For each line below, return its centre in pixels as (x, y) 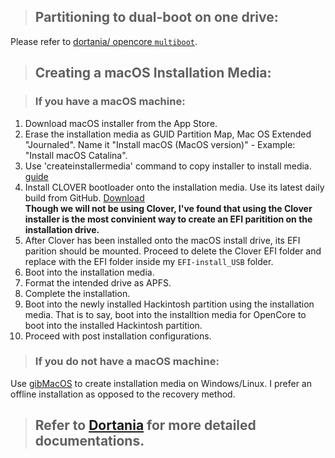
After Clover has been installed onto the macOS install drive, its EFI (162, 240)
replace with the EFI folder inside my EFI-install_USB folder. (149, 261)
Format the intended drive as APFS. (98, 282)
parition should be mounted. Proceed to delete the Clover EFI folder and (173, 251)
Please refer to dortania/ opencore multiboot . (104, 41)
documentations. (89, 441)
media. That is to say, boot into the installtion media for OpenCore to (165, 314)
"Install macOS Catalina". (76, 155)
